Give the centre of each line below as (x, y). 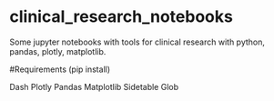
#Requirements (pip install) (60, 69)
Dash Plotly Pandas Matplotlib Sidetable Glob (94, 86)
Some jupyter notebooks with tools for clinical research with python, (137, 42)
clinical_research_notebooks (122, 17)
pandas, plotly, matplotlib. (58, 51)
